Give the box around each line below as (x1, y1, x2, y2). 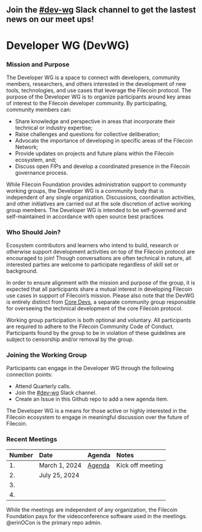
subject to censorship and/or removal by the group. (6, 336, 134, 343)
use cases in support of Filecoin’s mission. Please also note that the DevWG (6, 292, 195, 299)
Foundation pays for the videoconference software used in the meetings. (6, 512, 188, 519)
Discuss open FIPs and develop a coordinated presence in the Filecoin (14, 163, 190, 170)
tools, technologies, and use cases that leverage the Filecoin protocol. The (6, 86, 192, 94)
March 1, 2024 (39, 461, 82, 469)
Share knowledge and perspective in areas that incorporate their (14, 117, 175, 125)
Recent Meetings (6, 435, 57, 444)
